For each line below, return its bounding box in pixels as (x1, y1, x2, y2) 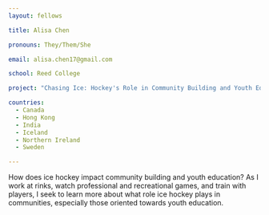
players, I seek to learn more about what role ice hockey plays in (8, 189, 221, 199)
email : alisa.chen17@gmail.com (8, 55, 113, 63)
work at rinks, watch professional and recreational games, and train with (8, 181, 247, 191)
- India (15, 121, 42, 129)
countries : (8, 99, 45, 107)
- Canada (15, 106, 45, 114)
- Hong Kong (15, 113, 56, 121)
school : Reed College (8, 70, 81, 78)
